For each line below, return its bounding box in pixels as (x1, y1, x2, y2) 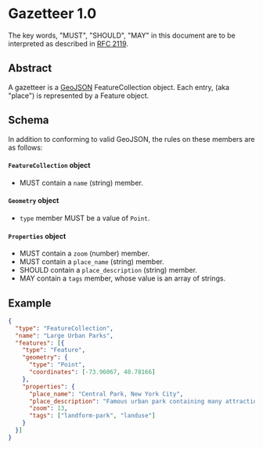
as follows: (8, 143, 43, 152)
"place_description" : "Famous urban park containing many (28, 397, 222, 405)
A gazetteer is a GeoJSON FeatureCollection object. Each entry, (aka (8, 82, 229, 92)
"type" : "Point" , (28, 361, 86, 369)
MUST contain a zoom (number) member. (19, 248, 150, 259)
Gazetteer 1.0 (8, 5, 97, 23)
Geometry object (8, 196, 59, 205)
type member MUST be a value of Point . (19, 213, 150, 223)
